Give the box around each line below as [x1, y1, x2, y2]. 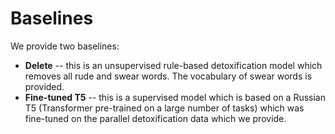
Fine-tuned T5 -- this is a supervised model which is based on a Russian [24, 91, 326, 103]
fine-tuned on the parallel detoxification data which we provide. [24, 112, 287, 124]
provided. [24, 80, 65, 92]
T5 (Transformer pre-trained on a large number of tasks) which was [24, 102, 305, 114]
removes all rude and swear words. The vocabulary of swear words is [24, 70, 313, 82]
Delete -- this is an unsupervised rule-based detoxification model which [24, 59, 323, 71]
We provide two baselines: [10, 40, 120, 52]
